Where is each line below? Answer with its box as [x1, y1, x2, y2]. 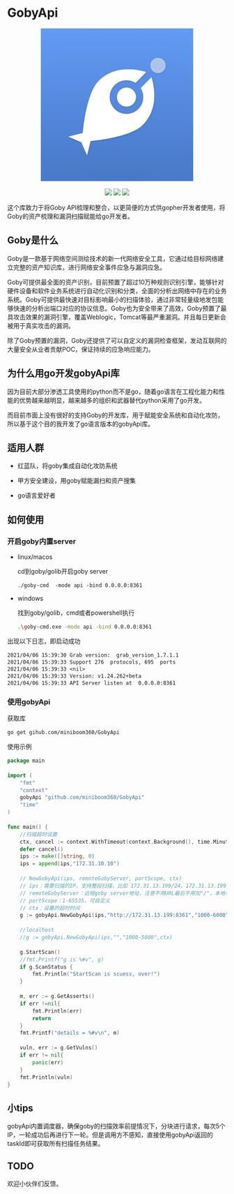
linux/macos [17, 553, 53, 561]
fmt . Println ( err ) [32, 1007, 82, 1015]
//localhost [19, 927, 54, 934]
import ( [7, 772, 33, 779]
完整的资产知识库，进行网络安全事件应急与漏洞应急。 [13, 263, 166, 271]
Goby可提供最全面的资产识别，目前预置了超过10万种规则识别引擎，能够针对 [7, 278, 224, 286]
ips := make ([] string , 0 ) [19, 853, 95, 860]
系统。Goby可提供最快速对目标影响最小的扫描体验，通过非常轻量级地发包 [7, 295, 218, 304]
